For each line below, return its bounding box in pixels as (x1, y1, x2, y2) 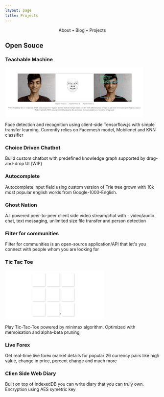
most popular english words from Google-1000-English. (5, 189, 117, 195)
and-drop (5, 161, 24, 167)
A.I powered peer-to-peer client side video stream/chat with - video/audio (5, 213, 155, 219)
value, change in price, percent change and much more (5, 358, 117, 364)
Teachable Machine (5, 56, 53, 63)
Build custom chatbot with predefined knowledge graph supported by (5, 155, 146, 161)
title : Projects (5, 13, 38, 18)
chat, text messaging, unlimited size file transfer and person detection (5, 218, 146, 224)
